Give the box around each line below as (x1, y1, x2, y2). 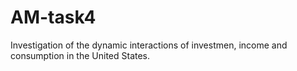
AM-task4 (10, 6, 97, 29)
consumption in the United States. (10, 49, 151, 61)
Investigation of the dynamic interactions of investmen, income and (10, 39, 288, 51)
